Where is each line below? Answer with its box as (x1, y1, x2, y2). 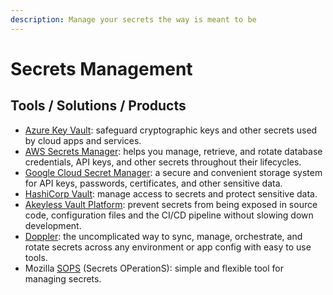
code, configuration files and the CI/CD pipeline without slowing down (24, 209, 314, 221)
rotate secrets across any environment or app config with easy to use (24, 241, 312, 253)
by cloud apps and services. (24, 134, 142, 146)
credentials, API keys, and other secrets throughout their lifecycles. (24, 156, 302, 168)
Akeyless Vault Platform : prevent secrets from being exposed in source (24, 198, 318, 210)
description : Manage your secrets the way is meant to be (10, 14, 257, 25)
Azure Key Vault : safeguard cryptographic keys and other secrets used (24, 124, 318, 136)
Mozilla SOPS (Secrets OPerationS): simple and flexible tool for (24, 262, 284, 274)
